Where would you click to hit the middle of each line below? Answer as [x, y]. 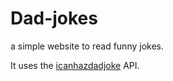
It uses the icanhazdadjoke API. [75, 65]
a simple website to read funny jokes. [87, 46]
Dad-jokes [54, 18]
